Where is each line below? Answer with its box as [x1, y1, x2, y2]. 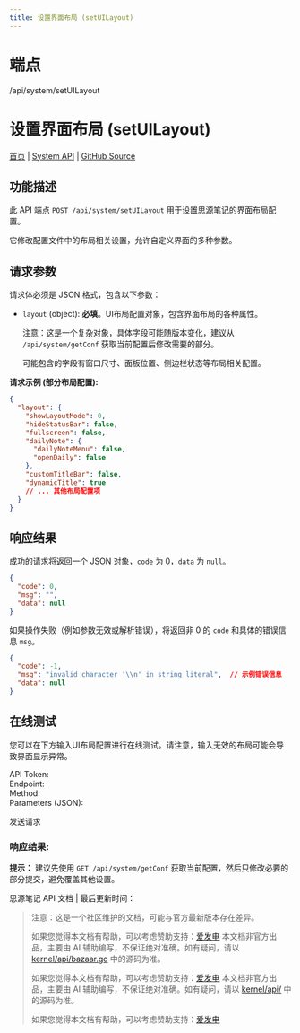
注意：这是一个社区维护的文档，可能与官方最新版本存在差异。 [30, 912, 260, 923]
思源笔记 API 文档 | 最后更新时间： [9, 893, 136, 904]
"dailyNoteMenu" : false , [32, 445, 126, 454]
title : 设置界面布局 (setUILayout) [9, 13, 134, 22]
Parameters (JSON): [9, 797, 84, 808]
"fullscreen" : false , [25, 428, 106, 437]
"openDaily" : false [32, 453, 106, 462]
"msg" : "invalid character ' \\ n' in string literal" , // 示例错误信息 [17, 670, 282, 679]
